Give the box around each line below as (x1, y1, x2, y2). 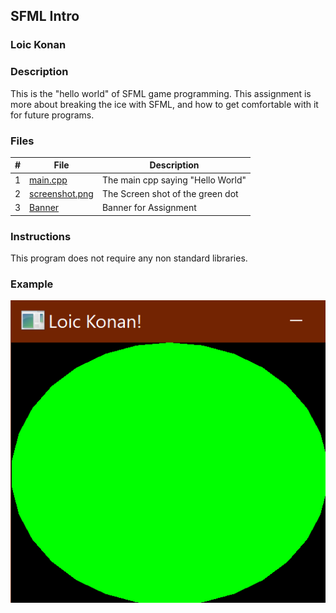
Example (10, 277, 54, 291)
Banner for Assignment (101, 202, 197, 214)
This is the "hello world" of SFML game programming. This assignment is (10, 87, 312, 99)
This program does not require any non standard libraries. (10, 252, 248, 264)
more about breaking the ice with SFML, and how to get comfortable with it (10, 98, 319, 110)
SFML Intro (10, 8, 80, 25)
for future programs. (10, 109, 95, 121)
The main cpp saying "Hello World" (101, 174, 247, 186)
